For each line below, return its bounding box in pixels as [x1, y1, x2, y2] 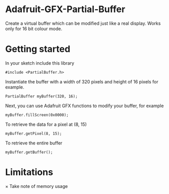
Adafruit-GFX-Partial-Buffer [5, 4, 126, 15]
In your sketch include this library [5, 60, 75, 66]
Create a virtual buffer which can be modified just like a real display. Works [5, 20, 161, 26]
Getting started [5, 43, 71, 55]
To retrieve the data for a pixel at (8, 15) [5, 121, 87, 127]
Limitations [5, 167, 53, 178]
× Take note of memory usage [5, 183, 68, 189]
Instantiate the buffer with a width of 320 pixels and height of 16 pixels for [5, 78, 158, 84]
